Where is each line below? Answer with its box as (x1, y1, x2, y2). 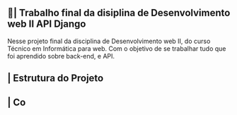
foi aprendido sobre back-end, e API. (7, 52, 115, 60)
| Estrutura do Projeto (7, 72, 104, 85)
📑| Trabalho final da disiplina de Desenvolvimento (7, 7, 231, 19)
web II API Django (7, 18, 86, 30)
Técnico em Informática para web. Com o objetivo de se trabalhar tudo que (7, 44, 226, 53)
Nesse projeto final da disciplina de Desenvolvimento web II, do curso (7, 37, 211, 45)
